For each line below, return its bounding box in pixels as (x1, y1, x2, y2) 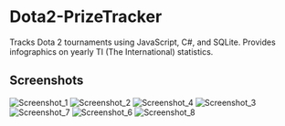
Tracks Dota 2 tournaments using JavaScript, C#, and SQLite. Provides (9, 37, 276, 47)
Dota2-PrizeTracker (9, 6, 163, 27)
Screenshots (9, 73, 84, 89)
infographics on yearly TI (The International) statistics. (9, 46, 214, 57)
